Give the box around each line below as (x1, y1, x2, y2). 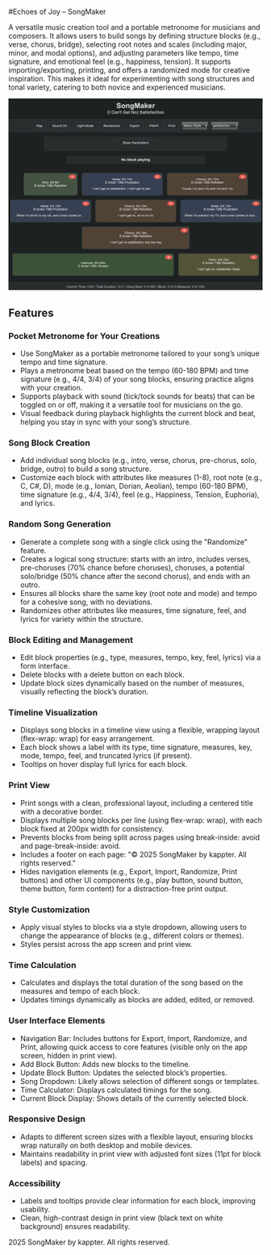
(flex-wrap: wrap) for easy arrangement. (19, 734, 155, 744)
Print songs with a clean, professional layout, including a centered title (19, 798, 254, 807)
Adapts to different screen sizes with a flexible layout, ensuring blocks (19, 1132, 254, 1141)
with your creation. (19, 383, 83, 393)
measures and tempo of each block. (19, 986, 140, 996)
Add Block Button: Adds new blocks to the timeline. (19, 1059, 191, 1069)
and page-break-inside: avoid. (19, 840, 121, 850)
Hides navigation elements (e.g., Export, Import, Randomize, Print (19, 866, 238, 876)
